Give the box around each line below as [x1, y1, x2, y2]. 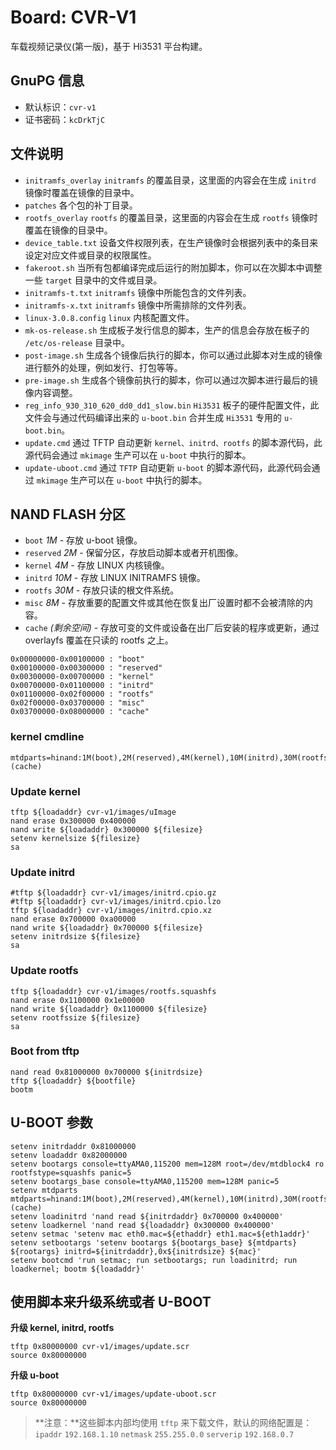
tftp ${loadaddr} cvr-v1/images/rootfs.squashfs [10, 986, 217, 996]
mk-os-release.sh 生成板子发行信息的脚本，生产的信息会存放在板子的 [24, 324, 310, 336]
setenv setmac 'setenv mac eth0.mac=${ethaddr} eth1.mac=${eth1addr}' [10, 1229, 311, 1239]
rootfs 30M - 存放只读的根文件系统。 [24, 584, 180, 596]
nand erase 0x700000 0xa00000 [10, 914, 137, 925]
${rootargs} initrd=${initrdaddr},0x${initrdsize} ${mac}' [10, 1246, 262, 1256]
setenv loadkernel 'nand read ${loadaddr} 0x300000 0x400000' [10, 1220, 275, 1230]
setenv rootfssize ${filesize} [10, 1012, 141, 1023]
